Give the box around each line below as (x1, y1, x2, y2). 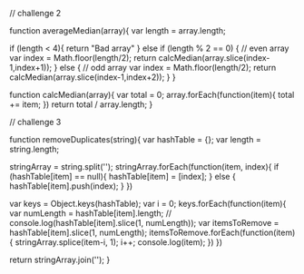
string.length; (9, 144, 60, 154)
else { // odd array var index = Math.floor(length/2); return (59, 63, 277, 73)
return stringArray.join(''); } (9, 254, 111, 265)
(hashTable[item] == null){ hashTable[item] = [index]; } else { (9, 171, 236, 181)
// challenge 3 (9, 117, 62, 127)
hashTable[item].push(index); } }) (9, 181, 133, 191)
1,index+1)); (9, 63, 53, 73)
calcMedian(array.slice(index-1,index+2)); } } (9, 72, 176, 83)
